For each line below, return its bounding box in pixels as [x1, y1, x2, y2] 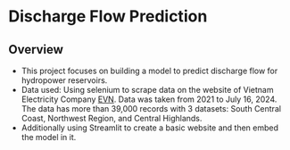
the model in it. [21, 132, 77, 142]
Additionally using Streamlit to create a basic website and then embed [21, 122, 278, 133]
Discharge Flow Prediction [8, 6, 208, 27]
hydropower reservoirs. [21, 75, 108, 86]
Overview [8, 42, 64, 57]
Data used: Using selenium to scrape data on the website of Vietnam [21, 85, 274, 95]
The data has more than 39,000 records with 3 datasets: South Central [21, 104, 282, 113]
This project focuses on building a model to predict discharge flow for [21, 65, 278, 76]
